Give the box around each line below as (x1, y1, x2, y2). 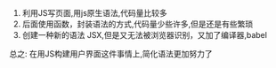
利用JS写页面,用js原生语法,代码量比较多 (21, 8, 167, 18)
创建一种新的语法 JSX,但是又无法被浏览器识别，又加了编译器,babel (21, 30, 267, 40)
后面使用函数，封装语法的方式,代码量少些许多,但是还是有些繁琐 (21, 19, 254, 29)
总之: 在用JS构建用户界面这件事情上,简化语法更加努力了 (9, 49, 213, 59)
